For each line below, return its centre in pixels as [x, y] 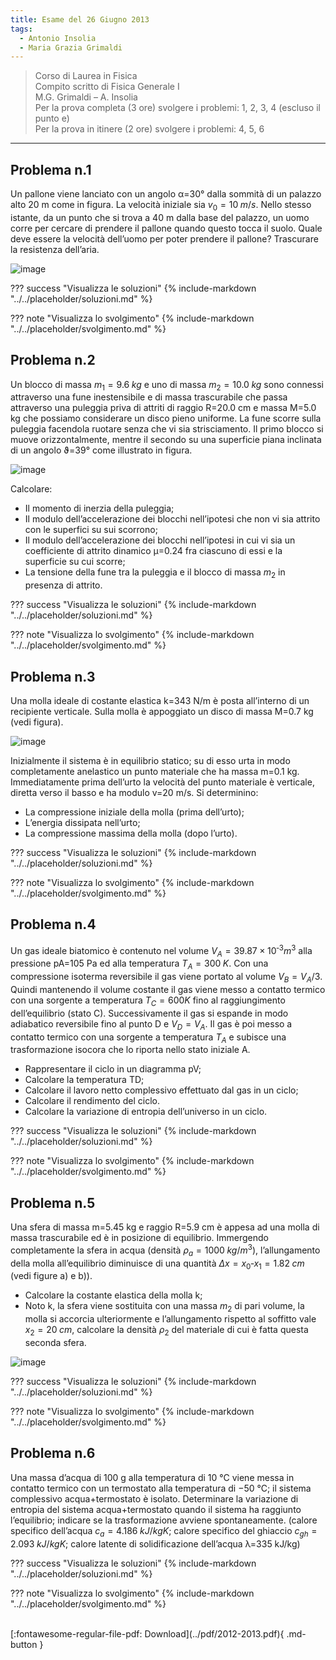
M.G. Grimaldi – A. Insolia [86, 97]
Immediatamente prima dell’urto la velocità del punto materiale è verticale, [162, 782]
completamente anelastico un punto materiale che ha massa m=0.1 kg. [155, 772]
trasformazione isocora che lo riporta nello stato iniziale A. [130, 1050]
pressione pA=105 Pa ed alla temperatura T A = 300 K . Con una [139, 964]
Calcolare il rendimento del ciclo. [92, 1101]
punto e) [52, 118]
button [24, 1644]
